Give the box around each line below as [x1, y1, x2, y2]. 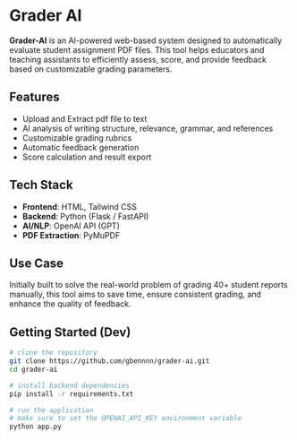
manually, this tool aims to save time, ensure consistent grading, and [9, 289, 262, 300]
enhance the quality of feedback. [9, 298, 132, 309]
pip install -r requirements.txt [9, 389, 134, 399]
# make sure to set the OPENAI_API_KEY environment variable [9, 414, 242, 423]
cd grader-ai [9, 365, 58, 374]
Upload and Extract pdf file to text [21, 113, 148, 124]
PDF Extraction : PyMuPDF [21, 229, 121, 240]
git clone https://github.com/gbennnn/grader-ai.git [9, 357, 210, 366]
